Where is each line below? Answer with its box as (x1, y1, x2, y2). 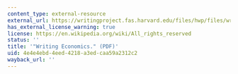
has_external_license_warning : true (7, 23, 115, 30)
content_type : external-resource (7, 10, 106, 18)
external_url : (7, 17, 50, 24)
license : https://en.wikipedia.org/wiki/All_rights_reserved (7, 30, 192, 37)
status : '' (7, 37, 40, 44)
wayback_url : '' (7, 56, 55, 63)
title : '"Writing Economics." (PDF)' (7, 43, 119, 50)
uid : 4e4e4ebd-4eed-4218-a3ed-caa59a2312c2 (7, 50, 138, 57)
